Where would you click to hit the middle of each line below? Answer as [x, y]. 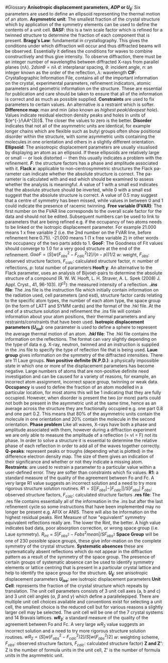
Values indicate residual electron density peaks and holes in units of [75, 115]
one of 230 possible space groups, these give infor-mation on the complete [83, 541]
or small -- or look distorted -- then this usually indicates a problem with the [83, 158]
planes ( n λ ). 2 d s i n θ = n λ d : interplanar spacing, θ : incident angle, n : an [79, 67]
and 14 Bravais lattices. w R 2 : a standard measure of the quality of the [77, 618]
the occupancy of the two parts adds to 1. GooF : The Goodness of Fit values [84, 243]
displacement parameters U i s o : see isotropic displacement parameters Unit [83, 580]
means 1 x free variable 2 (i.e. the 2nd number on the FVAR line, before [78, 232]
